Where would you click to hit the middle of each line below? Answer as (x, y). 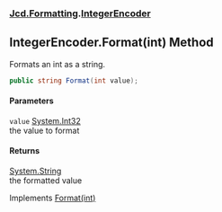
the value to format (44, 130)
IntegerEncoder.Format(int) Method (111, 43)
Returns (25, 151)
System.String (36, 171)
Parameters (31, 101)
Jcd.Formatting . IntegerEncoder (80, 13)
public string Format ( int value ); (74, 80)
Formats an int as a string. (58, 64)
